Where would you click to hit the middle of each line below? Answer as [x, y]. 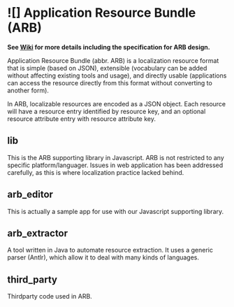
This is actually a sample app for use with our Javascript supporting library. [116, 211]
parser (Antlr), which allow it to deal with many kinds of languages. [103, 257]
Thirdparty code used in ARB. [50, 297]
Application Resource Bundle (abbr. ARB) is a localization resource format [113, 60]
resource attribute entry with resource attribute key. [81, 119]
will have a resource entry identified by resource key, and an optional [107, 111]
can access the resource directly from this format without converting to [110, 83]
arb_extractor [38, 233]
